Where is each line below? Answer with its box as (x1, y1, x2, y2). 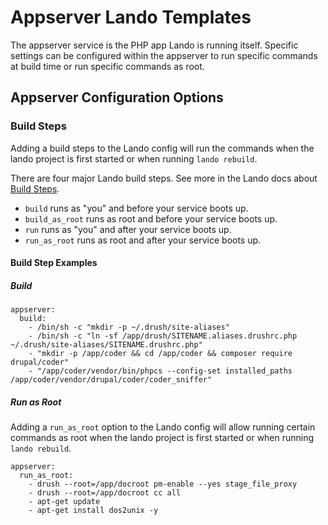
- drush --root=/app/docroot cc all (28, 488, 182, 498)
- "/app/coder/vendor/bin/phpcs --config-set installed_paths (28, 366, 293, 376)
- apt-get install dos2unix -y (28, 506, 159, 516)
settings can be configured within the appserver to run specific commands (10, 49, 318, 61)
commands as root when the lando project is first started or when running (10, 432, 315, 444)
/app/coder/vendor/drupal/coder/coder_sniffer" (10, 375, 213, 385)
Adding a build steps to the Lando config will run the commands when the (10, 142, 315, 154)
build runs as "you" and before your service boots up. (24, 202, 249, 214)
